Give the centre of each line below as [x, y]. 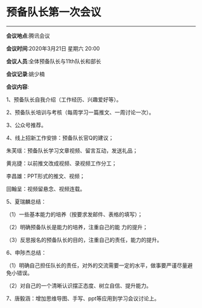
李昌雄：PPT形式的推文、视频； [46, 176]
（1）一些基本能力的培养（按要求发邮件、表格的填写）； [75, 214]
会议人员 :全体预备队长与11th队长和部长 [54, 61]
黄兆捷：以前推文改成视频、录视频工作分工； [62, 163]
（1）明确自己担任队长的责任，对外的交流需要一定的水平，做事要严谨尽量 [97, 265]
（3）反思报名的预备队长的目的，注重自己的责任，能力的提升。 [84, 240]
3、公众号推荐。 [26, 125]
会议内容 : [18, 86]
